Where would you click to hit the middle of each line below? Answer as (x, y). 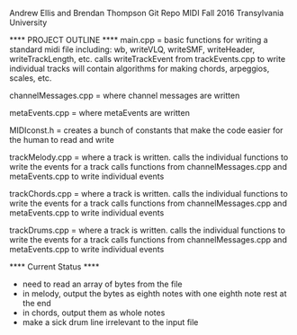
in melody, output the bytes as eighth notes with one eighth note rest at (154, 294)
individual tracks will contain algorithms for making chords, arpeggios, (139, 68)
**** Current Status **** (54, 267)
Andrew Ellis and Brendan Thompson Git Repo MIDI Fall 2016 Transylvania (147, 13)
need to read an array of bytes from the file (102, 284)
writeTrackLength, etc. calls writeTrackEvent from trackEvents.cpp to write (148, 59)
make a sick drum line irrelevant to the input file (110, 322)
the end (36, 303)
